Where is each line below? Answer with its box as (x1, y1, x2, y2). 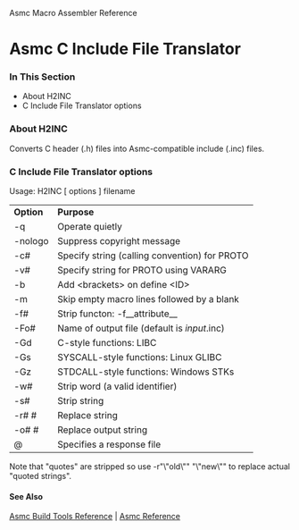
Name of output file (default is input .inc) (57, 322, 225, 334)
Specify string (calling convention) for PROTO (57, 249, 249, 262)
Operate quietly (57, 221, 123, 233)
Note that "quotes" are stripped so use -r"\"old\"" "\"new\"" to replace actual (9, 461, 290, 472)
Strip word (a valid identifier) (57, 380, 178, 392)
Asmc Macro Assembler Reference (9, 8, 137, 18)
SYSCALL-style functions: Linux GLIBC (57, 351, 222, 364)
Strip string (57, 395, 104, 408)
